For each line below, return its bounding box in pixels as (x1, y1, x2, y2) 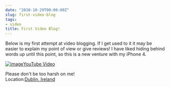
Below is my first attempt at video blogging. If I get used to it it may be (5, 40, 152, 46)
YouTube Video (23, 61, 55, 67)
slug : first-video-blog (5, 12, 56, 17)
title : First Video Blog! (5, 26, 60, 32)
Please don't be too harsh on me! (5, 71, 75, 77)
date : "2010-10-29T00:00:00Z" (5, 7, 70, 13)
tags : (5, 17, 17, 22)
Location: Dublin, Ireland (5, 76, 55, 82)
